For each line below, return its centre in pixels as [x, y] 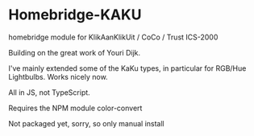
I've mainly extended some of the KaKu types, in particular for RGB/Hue [127, 68]
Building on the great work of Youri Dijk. [75, 52]
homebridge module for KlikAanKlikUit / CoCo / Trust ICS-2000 [113, 37]
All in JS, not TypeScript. [49, 92]
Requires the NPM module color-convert [75, 108]
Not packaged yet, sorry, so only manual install [86, 123]
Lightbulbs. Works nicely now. [58, 76]
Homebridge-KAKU [75, 15]
